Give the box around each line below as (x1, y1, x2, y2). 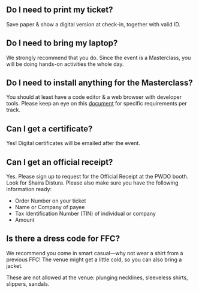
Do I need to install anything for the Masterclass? (6, 78, 193, 88)
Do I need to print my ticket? (6, 5, 113, 15)
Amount (14, 216, 35, 223)
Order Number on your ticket (14, 197, 86, 204)
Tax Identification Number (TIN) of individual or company (14, 210, 156, 218)
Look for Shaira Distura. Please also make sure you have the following (6, 179, 179, 186)
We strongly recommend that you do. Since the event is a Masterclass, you (6, 54, 191, 61)
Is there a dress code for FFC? (6, 234, 120, 244)
